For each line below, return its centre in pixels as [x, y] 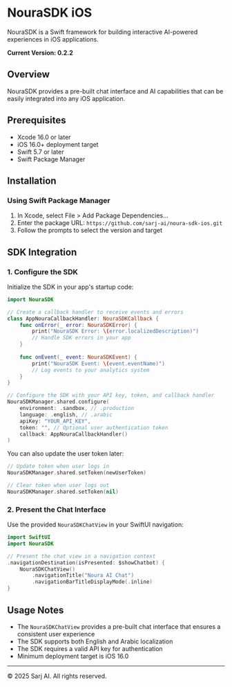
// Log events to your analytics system [91, 370]
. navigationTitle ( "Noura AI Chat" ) [83, 576]
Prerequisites [37, 120]
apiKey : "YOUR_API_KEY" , [55, 421]
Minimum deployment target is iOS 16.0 [73, 656]
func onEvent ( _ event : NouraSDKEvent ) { [78, 357]
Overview [29, 74]
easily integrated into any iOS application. [66, 98]
